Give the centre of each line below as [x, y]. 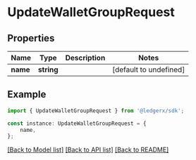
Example [27, 94]
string [48, 69]
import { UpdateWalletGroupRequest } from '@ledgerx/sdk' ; [96, 111]
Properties [31, 38]
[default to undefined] [148, 69]
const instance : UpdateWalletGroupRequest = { [77, 124]
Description [85, 58]
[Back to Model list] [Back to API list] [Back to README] [88, 150]
